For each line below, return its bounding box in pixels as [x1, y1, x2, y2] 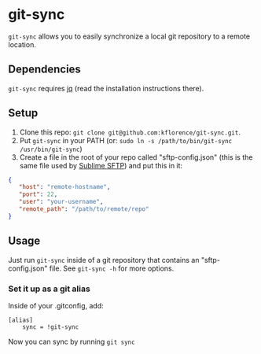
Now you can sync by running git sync [8, 337, 135, 346]
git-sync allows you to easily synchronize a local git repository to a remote [8, 31, 251, 41]
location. [8, 39, 37, 49]
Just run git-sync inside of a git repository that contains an [8, 255, 200, 264]
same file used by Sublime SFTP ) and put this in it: [19, 160, 183, 170]
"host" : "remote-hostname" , [18, 183, 111, 191]
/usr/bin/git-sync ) [19, 144, 83, 153]
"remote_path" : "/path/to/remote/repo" [18, 205, 149, 213]
